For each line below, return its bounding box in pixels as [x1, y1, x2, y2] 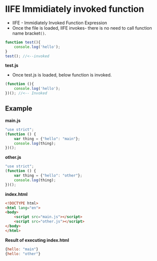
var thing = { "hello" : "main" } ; [14, 136, 80, 141]
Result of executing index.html [5, 237, 69, 243]
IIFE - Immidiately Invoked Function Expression [12, 20, 107, 26]
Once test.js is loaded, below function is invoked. [12, 72, 112, 78]
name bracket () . [12, 30, 46, 36]
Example [5, 105, 32, 113]
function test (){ [5, 39, 41, 45]
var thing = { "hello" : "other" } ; [14, 173, 83, 178]
